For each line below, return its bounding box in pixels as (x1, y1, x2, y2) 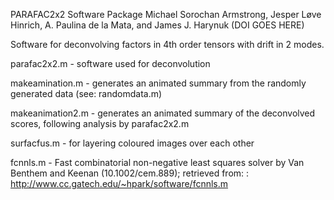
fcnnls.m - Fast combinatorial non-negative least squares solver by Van (10, 157, 305, 168)
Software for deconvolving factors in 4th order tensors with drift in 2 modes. (10, 39, 325, 50)
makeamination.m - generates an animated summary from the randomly (10, 77, 307, 89)
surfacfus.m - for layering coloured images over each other (10, 137, 255, 149)
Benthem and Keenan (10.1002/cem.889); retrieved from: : (10, 167, 250, 179)
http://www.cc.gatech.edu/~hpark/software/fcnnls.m (10, 178, 229, 189)
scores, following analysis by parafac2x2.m (10, 118, 190, 129)
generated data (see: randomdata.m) (10, 88, 163, 99)
